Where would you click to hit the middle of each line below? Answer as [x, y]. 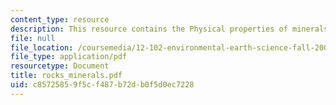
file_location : [42, 47]
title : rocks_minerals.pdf [66, 76]
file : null [33, 38]
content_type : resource [60, 19]
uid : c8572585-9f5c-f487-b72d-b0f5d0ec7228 [102, 85]
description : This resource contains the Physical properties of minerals [169, 29]
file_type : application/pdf [69, 57]
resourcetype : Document [60, 66]
